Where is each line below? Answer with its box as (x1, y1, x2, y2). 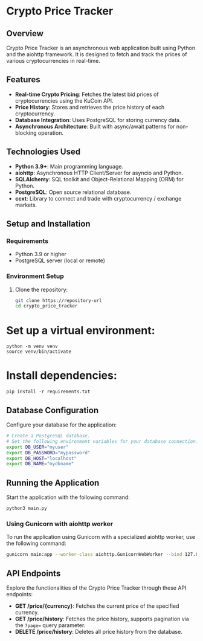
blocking (14, 129, 37, 137)
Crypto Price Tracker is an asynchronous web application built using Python (6, 44, 196, 51)
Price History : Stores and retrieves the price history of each (14, 103, 165, 111)
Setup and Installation (6, 219, 91, 229)
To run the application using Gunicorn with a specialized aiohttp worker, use (6, 533, 195, 541)
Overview (6, 28, 44, 39)
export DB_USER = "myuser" (6, 444, 69, 450)
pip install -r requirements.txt (6, 388, 91, 395)
